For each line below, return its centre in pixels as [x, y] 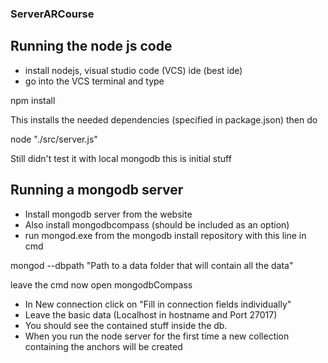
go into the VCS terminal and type [94, 81]
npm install [33, 100]
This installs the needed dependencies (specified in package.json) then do [164, 119]
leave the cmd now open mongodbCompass [101, 284]
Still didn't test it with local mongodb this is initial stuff [121, 158]
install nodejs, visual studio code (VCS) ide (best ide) [133, 70]
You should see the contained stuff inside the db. [126, 325]
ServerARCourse [52, 14]
